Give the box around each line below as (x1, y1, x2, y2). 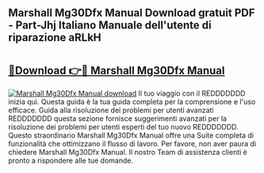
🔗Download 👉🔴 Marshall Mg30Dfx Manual (8, 63, 225, 77)
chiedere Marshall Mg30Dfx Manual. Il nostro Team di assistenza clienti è (8, 148, 247, 156)
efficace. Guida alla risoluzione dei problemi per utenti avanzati (8, 106, 214, 115)
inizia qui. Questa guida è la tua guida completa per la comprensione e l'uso (8, 97, 256, 106)
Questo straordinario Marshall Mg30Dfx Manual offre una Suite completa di (8, 130, 254, 140)
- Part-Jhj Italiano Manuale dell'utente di (8, 19, 212, 32)
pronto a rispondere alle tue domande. (8, 156, 133, 165)
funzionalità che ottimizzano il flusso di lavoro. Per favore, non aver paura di (8, 139, 256, 149)
